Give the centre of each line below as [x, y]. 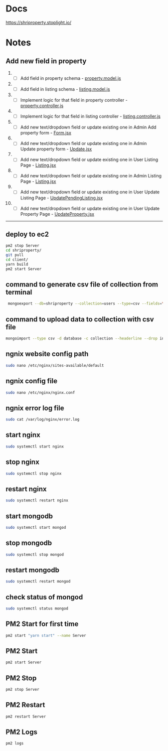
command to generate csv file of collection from [82, 285]
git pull [15, 255]
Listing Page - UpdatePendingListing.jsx [62, 198]
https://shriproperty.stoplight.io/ [39, 22]
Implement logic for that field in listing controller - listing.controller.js [90, 116]
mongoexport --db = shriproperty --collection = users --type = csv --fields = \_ [87, 304]
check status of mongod [44, 597]
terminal [19, 292]
